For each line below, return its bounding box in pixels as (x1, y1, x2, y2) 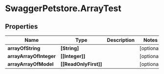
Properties (5, 22, 38, 31)
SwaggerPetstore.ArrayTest (5, 3, 122, 14)
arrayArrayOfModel (7, 61, 54, 67)
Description (106, 37, 135, 43)
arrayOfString (7, 45, 41, 52)
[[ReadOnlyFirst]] (60, 61, 102, 67)
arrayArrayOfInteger (7, 53, 56, 59)
